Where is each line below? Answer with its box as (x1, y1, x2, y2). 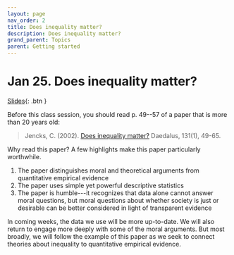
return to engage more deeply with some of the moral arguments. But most (7, 225, 225, 233)
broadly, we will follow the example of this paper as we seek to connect (7, 232, 215, 240)
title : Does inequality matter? (7, 23, 102, 30)
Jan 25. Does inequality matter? (7, 73, 197, 89)
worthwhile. (7, 152, 42, 161)
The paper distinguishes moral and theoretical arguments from (17, 166, 199, 175)
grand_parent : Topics (7, 37, 71, 44)
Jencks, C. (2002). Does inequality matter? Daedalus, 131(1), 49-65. (24, 131, 221, 139)
